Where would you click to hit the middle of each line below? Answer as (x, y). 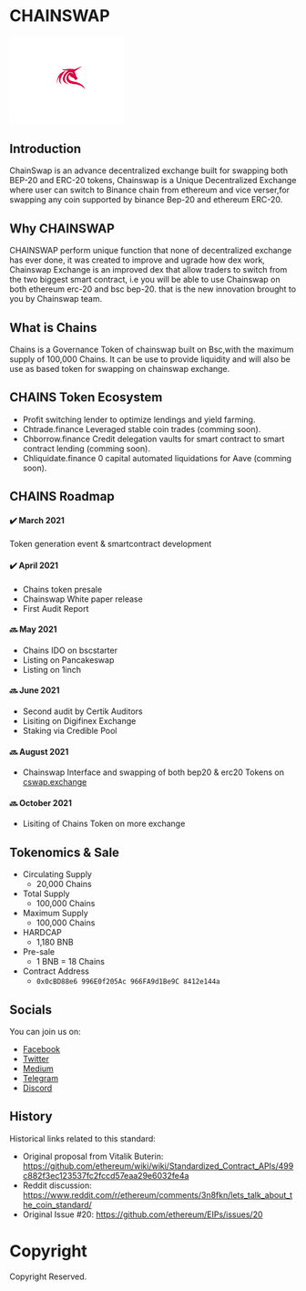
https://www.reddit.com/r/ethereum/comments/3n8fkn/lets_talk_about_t (158, 1194)
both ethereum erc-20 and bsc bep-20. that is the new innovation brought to (153, 289)
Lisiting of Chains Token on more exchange (104, 824)
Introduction (46, 148)
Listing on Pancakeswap (68, 660)
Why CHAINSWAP (62, 228)
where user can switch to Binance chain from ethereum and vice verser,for (149, 190)
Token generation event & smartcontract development (111, 544)
